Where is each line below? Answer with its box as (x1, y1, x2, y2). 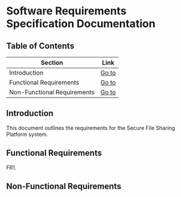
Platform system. (6, 131, 48, 138)
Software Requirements (6, 4, 127, 18)
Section (41, 59, 64, 66)
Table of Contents (6, 41, 75, 51)
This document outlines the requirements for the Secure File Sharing (6, 124, 176, 131)
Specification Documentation (6, 17, 156, 31)
